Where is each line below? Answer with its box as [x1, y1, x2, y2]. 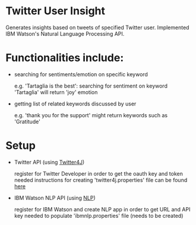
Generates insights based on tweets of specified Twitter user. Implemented [5, 24, 189, 31]
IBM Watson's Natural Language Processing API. [5, 30, 125, 37]
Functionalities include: [5, 51, 124, 65]
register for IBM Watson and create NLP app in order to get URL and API [14, 205, 191, 212]
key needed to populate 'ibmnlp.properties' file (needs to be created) [14, 212, 184, 219]
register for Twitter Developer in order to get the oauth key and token [14, 170, 184, 177]
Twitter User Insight [5, 4, 105, 18]
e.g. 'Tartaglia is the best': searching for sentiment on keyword [14, 82, 167, 89]
